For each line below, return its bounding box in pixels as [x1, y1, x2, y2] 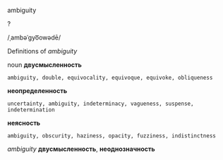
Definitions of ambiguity [7, 47, 78, 55]
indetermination [7, 106, 55, 113]
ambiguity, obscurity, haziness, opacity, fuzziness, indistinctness [7, 133, 217, 140]
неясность [7, 119, 41, 127]
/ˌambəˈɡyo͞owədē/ [7, 33, 61, 42]
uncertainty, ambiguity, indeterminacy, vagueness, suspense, [7, 100, 194, 107]
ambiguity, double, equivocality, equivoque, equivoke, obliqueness [7, 74, 213, 81]
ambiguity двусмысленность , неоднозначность [7, 144, 155, 153]
